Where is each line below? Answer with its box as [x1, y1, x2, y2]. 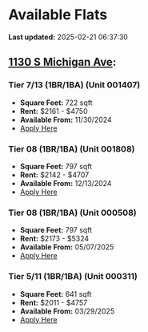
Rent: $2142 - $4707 [19, 170, 90, 180]
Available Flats [8, 6, 108, 24]
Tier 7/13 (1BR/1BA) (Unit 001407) [8, 79, 141, 91]
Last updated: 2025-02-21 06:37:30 [8, 32, 128, 42]
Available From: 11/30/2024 [19, 115, 112, 124]
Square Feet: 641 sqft [19, 289, 92, 298]
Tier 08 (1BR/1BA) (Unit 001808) [8, 143, 135, 154]
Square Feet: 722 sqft [19, 98, 94, 107]
